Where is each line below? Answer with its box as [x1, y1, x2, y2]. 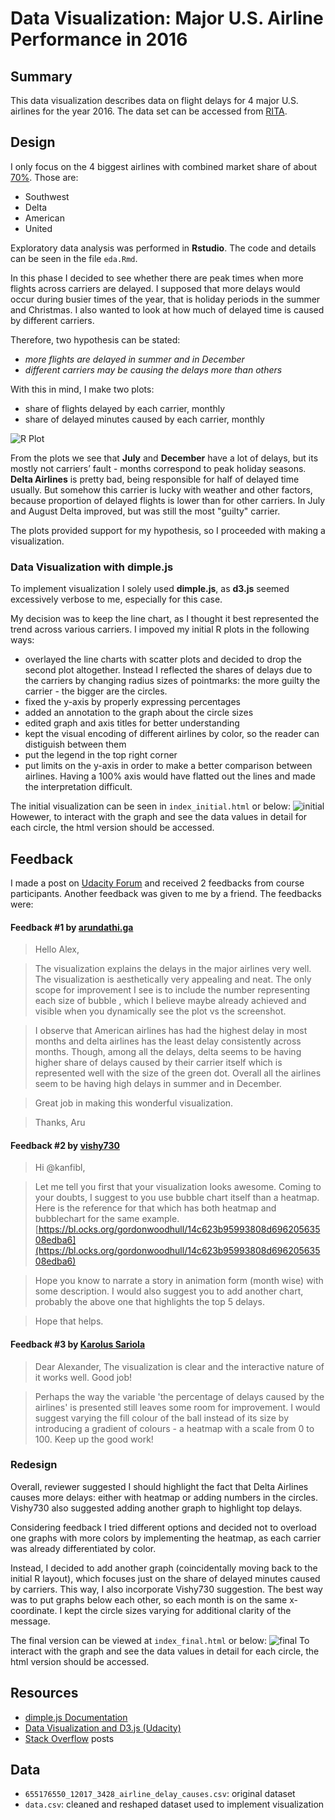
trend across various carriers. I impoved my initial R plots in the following [10, 623, 310, 636]
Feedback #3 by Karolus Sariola [10, 1338, 146, 1350]
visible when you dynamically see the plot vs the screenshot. [34, 1005, 287, 1017]
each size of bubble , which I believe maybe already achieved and [34, 995, 307, 1007]
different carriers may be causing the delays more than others [24, 363, 283, 376]
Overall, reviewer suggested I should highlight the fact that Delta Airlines [10, 1480, 309, 1492]
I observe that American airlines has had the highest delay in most [34, 1025, 308, 1037]
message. [10, 1615, 51, 1627]
